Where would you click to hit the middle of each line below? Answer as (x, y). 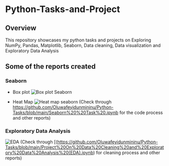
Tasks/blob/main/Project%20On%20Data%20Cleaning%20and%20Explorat (84, 147)
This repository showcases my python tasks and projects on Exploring (78, 40)
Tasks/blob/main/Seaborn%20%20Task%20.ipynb (65, 113)
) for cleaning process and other (127, 152)
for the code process (141, 113)
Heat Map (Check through (62, 101)
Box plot (21, 92)
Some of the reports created (50, 67)
